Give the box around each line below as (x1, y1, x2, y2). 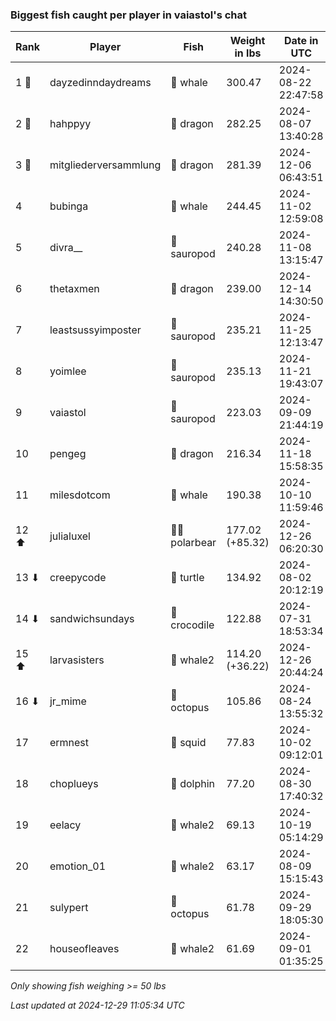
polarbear (170, 536, 217, 550)
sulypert (49, 901, 89, 915)
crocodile (170, 618, 215, 632)
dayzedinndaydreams (49, 76, 152, 90)
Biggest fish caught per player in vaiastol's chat (10, 8, 248, 22)
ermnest (49, 736, 90, 750)
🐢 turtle (170, 571, 205, 585)
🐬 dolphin (170, 777, 215, 791)
